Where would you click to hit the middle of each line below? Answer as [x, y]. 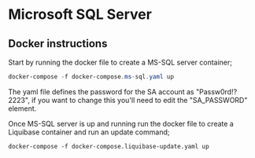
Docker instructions [58, 44]
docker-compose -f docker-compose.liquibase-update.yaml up [109, 146]
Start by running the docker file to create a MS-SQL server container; [120, 62]
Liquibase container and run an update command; [89, 132]
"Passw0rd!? [216, 91]
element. [22, 108]
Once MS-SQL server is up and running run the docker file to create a [121, 123]
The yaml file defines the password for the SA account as [101, 91]
